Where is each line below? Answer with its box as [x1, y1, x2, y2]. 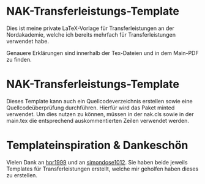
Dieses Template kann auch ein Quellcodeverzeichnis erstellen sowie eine [6, 97, 193, 105]
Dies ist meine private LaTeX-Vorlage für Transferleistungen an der [6, 24, 174, 32]
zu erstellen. [6, 171, 38, 178]
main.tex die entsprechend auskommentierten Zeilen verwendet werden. [6, 117, 190, 124]
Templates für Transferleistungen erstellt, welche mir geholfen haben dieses [6, 165, 199, 172]
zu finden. [6, 56, 32, 63]
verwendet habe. [6, 37, 49, 45]
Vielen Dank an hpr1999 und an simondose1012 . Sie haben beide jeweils [6, 158, 188, 166]
